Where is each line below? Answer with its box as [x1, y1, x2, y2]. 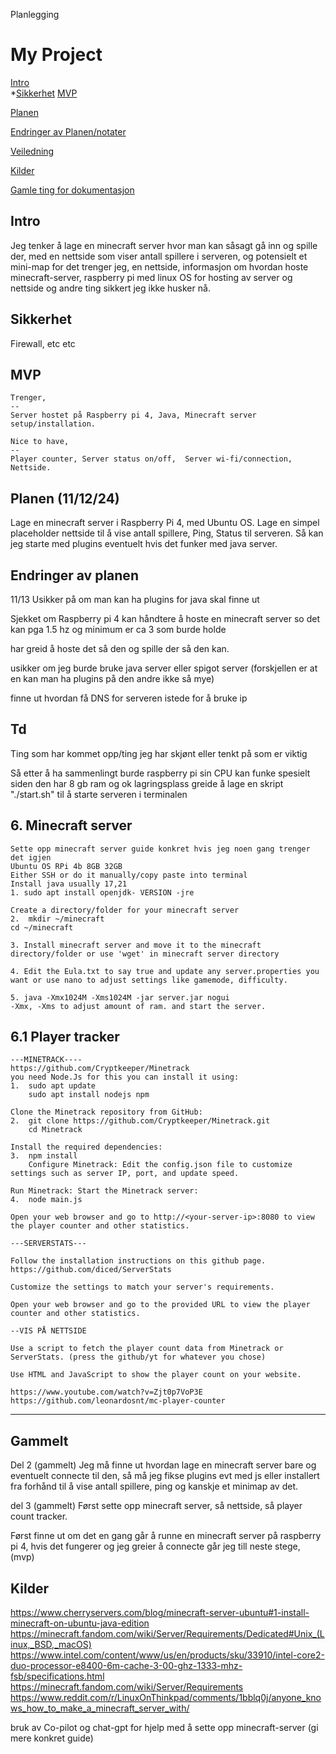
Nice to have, [10, 437, 70, 447]
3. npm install [10, 1151, 78, 1161]
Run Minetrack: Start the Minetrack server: [10, 1186, 199, 1196]
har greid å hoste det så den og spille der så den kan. [10, 643, 230, 654]
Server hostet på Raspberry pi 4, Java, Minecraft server [10, 410, 257, 421]
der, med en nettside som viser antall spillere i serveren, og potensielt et [10, 250, 308, 262]
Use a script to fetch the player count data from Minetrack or [10, 1344, 284, 1354]
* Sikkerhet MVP [10, 87, 78, 99]
